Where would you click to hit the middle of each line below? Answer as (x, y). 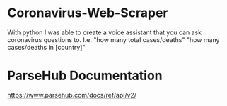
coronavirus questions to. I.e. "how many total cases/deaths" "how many (113, 39)
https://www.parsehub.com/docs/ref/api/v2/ (72, 95)
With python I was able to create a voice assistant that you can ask (105, 32)
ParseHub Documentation (85, 76)
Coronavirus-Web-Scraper (88, 13)
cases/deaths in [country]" (46, 47)
